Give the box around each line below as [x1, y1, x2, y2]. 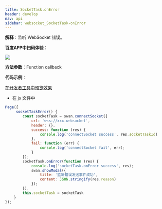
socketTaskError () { [16, 110, 57, 114]
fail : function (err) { [31, 141, 79, 146]
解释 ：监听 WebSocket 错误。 [5, 34, 65, 40]
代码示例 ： [5, 75, 27, 80]
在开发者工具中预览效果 [5, 85, 52, 91]
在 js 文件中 [12, 95, 36, 101]
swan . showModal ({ [31, 168, 67, 173]
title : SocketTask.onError [5, 7, 60, 12]
